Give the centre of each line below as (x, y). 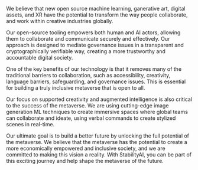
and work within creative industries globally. (60, 21)
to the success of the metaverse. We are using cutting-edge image (87, 105)
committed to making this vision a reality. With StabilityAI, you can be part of (99, 155)
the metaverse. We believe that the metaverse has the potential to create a (97, 142)
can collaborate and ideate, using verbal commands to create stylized (91, 118)
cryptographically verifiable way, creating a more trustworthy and (86, 51)
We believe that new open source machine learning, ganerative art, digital (96, 9)
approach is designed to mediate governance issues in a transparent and (95, 45)
